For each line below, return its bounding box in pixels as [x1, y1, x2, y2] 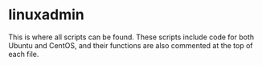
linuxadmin [8, 6, 84, 24]
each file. [8, 49, 39, 59]
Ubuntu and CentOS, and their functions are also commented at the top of [8, 40, 253, 50]
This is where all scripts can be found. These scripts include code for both [8, 32, 255, 42]
